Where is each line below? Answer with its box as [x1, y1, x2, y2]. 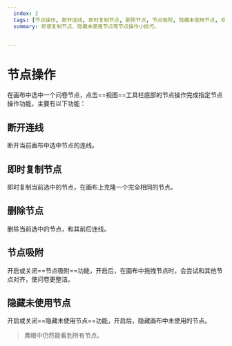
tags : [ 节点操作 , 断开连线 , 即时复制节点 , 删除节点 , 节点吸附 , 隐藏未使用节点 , [13, 17, 219, 23]
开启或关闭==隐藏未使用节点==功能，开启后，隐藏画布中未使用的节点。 [7, 316, 211, 325]
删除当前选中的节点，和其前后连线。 [7, 225, 110, 233]
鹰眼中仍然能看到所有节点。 [23, 332, 104, 340]
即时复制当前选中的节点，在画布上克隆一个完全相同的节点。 [7, 183, 177, 191]
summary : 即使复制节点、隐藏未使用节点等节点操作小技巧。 [13, 23, 160, 30]
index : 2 [13, 10, 39, 17]
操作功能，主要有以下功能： [7, 99, 86, 108]
